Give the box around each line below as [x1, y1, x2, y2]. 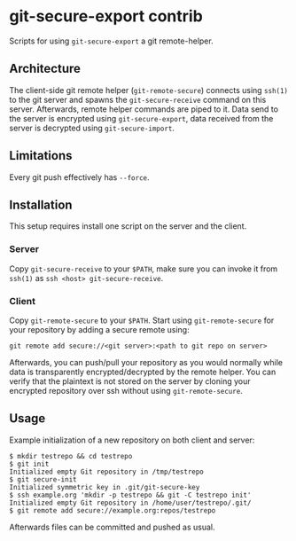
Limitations [9, 148, 73, 163]
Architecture [9, 61, 82, 76]
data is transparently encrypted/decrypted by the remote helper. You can [9, 366, 277, 377]
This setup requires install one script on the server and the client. [9, 221, 247, 231]
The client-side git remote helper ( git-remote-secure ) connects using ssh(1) [9, 84, 289, 95]
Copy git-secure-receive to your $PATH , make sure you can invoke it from [9, 263, 278, 274]
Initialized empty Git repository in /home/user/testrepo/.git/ [9, 498, 252, 507]
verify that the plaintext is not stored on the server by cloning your [9, 375, 251, 387]
